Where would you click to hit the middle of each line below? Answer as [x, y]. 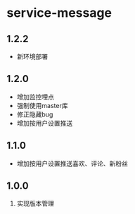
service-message [59, 13]
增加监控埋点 [35, 97]
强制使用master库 [42, 105]
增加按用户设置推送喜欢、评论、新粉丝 [72, 163]
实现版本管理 [35, 203]
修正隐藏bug [35, 114]
